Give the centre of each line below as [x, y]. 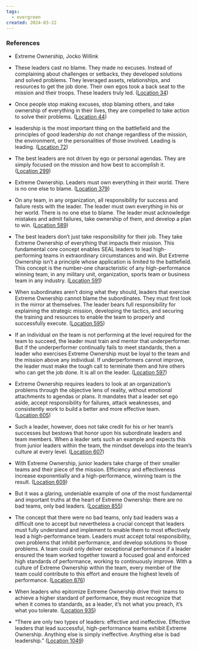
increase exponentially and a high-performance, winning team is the [98, 475]
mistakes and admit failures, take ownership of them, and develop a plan [103, 218]
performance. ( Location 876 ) [50, 580]
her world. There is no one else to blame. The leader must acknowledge [102, 213]
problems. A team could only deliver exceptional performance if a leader [103, 548]
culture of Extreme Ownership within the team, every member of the [98, 567]
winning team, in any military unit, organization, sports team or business [102, 274]
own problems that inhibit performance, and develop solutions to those [101, 542]
